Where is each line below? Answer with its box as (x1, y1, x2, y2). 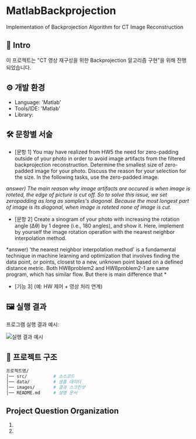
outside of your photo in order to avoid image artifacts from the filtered (14, 155, 185, 162)
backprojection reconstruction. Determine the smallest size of (14, 161, 164, 168)
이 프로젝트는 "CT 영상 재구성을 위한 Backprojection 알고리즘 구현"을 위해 (6, 57, 176, 64)
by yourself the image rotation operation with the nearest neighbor (14, 229, 176, 236)
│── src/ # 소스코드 (6, 373, 75, 379)
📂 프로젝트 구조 (6, 352, 57, 362)
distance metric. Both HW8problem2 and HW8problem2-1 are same (6, 265, 170, 272)
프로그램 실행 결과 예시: (6, 321, 60, 328)
